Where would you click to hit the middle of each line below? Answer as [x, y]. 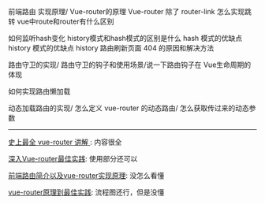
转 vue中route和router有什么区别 [61, 21]
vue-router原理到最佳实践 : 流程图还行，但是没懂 [86, 192]
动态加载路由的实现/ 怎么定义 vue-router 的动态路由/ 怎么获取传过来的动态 [129, 108]
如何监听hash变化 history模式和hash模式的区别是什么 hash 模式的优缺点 [125, 38]
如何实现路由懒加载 [39, 91]
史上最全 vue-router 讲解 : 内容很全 [65, 142]
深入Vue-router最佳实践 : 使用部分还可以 [73, 159]
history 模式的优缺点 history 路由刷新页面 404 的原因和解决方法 [111, 48]
